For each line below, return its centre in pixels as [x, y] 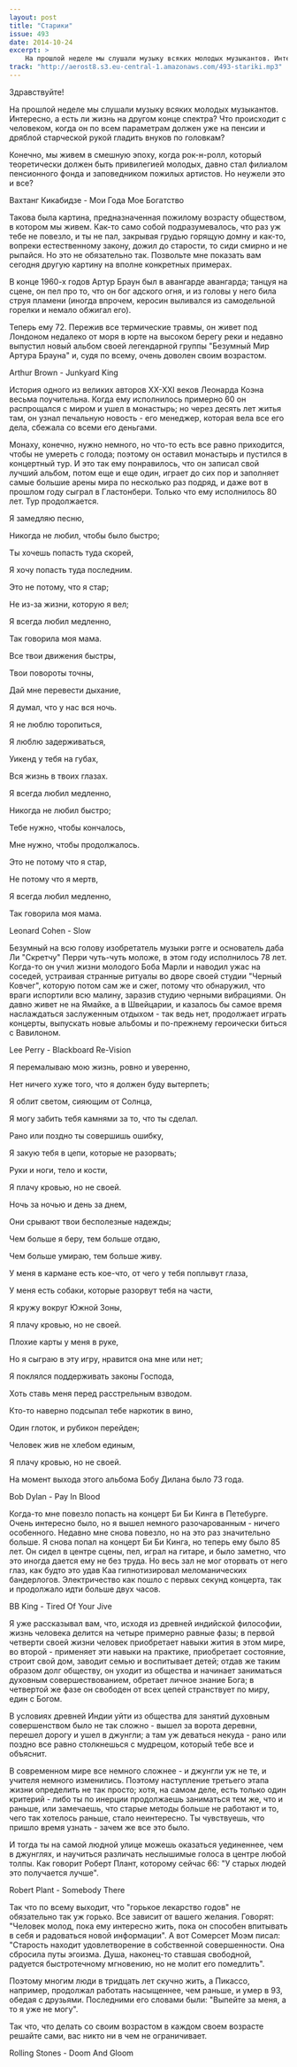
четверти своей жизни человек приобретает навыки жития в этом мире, [147, 1642]
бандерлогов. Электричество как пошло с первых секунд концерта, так [145, 1579]
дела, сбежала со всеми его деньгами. [83, 427]
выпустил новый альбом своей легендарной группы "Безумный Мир [139, 346]
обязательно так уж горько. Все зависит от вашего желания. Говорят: [141, 1916]
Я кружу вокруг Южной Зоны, [65, 1307]
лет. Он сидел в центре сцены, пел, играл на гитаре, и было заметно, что [148, 1551]
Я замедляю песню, [47, 518]
